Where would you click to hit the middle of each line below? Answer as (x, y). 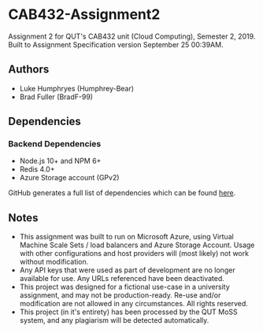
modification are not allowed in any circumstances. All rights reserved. (133, 304)
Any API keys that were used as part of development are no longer (127, 270)
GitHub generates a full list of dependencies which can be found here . (122, 193)
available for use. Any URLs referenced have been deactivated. (122, 279)
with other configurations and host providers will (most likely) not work (134, 253)
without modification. (54, 262)
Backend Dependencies (55, 144)
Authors (29, 70)
